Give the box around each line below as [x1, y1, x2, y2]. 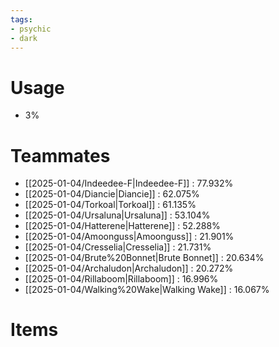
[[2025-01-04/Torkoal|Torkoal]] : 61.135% [24, 199, 197, 211]
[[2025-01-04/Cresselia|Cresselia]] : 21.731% [24, 241, 212, 253]
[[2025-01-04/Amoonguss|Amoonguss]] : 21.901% [24, 231, 235, 243]
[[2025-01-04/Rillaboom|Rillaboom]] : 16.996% [24, 273, 219, 285]
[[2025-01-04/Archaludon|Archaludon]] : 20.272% [24, 262, 234, 275]
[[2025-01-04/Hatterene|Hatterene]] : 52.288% [24, 220, 221, 232]
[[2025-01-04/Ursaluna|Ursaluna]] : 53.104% [24, 209, 211, 221]
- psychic [10, 24, 52, 34]
